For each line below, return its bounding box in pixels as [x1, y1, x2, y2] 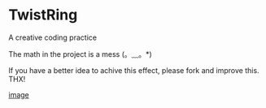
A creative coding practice [8, 32, 98, 42]
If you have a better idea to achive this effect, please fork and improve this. [8, 65, 259, 75]
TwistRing [8, 6, 78, 24]
